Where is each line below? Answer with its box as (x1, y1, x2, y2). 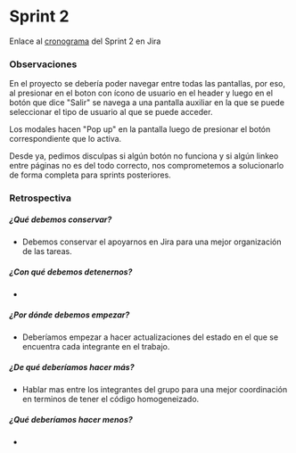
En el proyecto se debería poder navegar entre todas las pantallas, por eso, (9, 78, 286, 89)
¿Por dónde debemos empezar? (9, 309, 130, 320)
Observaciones (9, 58, 78, 70)
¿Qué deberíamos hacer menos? (9, 414, 134, 424)
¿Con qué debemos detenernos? (9, 266, 133, 277)
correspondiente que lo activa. (9, 134, 122, 144)
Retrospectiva (9, 192, 71, 204)
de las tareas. (21, 246, 73, 257)
